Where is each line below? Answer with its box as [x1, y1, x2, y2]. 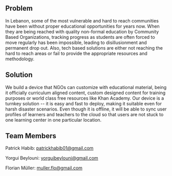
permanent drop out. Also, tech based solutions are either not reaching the [5, 45, 163, 51]
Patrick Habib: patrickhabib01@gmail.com [5, 145, 94, 151]
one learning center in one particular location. [5, 117, 102, 123]
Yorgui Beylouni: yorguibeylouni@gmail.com [5, 155, 98, 161]
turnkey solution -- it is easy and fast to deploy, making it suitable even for [5, 100, 162, 106]
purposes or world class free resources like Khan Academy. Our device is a [5, 95, 164, 101]
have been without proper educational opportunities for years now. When [5, 23, 160, 29]
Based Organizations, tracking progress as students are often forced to [5, 34, 155, 40]
